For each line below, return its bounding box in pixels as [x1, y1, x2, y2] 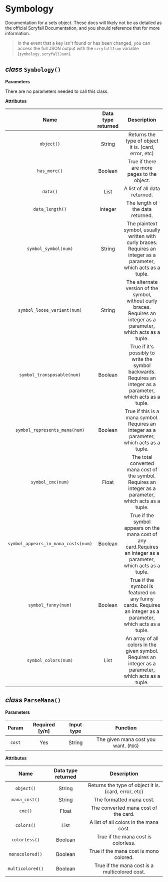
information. [5, 30, 30, 36]
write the [131, 355, 152, 362]
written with [128, 232, 156, 239]
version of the [125, 285, 158, 292]
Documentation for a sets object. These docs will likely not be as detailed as [5, 20, 162, 26]
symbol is [130, 583, 153, 590]
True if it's [130, 343, 154, 350]
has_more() [37, 168, 63, 174]
